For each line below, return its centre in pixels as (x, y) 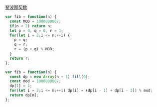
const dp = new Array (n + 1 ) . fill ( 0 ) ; (50, 77)
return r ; (20, 58)
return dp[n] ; (24, 95)
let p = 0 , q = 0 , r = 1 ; (37, 31)
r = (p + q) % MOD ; (34, 49)
